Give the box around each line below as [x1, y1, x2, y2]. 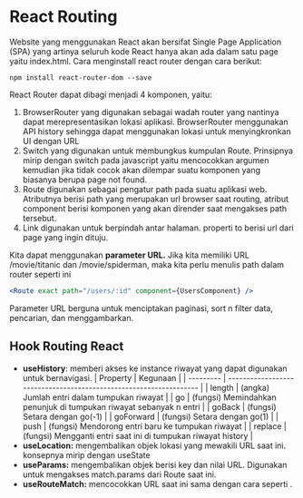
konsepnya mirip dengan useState [22, 449, 151, 460]
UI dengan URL [22, 135, 80, 146]
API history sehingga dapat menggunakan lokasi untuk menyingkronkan [22, 125, 292, 137]
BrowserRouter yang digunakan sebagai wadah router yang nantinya [22, 106, 279, 117]
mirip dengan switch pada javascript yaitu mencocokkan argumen [22, 154, 269, 165]
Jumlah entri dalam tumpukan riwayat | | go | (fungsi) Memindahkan [22, 392, 277, 403]
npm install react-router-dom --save [9, 73, 152, 83]
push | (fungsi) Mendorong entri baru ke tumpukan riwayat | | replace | [22, 420, 288, 432]
